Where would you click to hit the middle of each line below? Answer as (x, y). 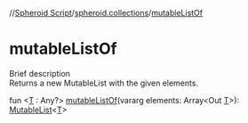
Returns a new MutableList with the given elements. (104, 83)
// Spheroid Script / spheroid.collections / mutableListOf (106, 13)
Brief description (40, 73)
